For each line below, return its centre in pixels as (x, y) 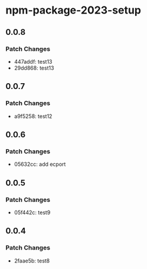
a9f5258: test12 (33, 116)
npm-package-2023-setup (73, 10)
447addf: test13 (33, 61)
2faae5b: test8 (32, 261)
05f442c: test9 (32, 212)
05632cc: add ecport (40, 164)
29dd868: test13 (34, 68)
